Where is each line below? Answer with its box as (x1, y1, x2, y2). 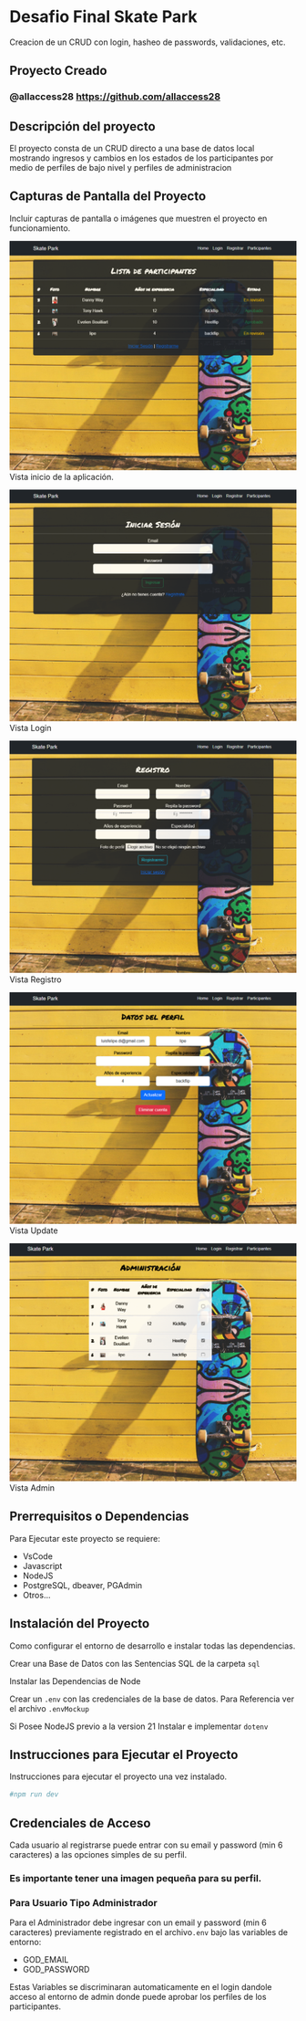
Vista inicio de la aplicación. (9, 471, 114, 482)
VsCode (22, 1550, 53, 1562)
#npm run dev (9, 1790, 59, 1799)
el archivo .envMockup (9, 1702, 89, 1713)
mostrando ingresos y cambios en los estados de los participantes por (9, 152, 274, 163)
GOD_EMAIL (22, 1954, 69, 1965)
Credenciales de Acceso (9, 1815, 151, 1831)
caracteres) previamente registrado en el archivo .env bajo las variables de (9, 1927, 289, 1938)
